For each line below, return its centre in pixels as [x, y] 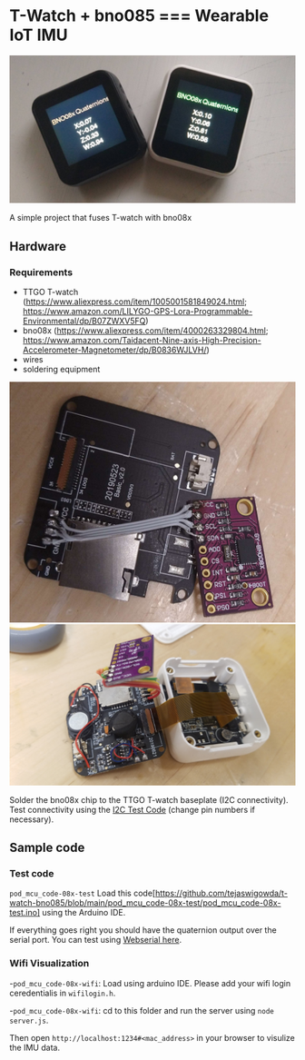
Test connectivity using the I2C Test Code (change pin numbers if [133, 809]
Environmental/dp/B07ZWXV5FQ [84, 321]
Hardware [38, 246]
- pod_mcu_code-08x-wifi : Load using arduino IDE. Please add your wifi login [150, 983]
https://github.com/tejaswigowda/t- [221, 893]
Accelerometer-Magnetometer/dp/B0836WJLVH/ [114, 350]
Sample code [47, 848]
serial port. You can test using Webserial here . [96, 940]
